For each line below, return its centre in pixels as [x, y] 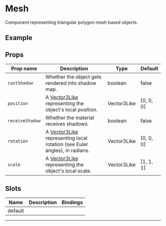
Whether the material [70, 118]
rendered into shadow [71, 83]
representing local [66, 138]
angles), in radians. [67, 150]
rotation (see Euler [67, 144]
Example [19, 38]
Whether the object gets [73, 77]
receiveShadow [24, 121]
